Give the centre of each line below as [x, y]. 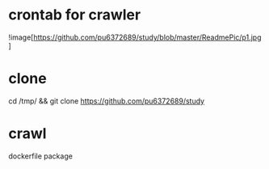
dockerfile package [40, 156]
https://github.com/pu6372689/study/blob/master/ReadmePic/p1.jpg [147, 37]
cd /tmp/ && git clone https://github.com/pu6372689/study [106, 101]
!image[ [21, 37]
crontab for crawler [75, 15]
